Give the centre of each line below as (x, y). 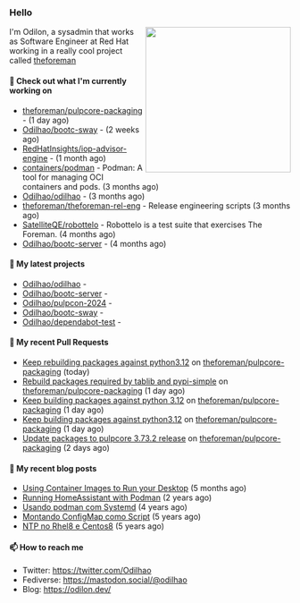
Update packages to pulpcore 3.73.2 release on (110, 438)
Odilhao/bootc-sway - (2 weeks (81, 129)
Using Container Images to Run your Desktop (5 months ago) (134, 488)
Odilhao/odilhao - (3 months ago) (83, 196)
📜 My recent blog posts (53, 468)
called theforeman (43, 61)
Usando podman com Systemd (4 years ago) (104, 507)
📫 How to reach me (46, 547)
